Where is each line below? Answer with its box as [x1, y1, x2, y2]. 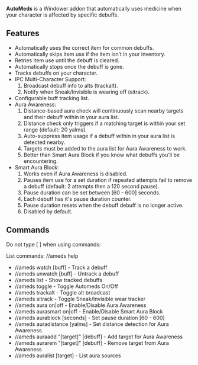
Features [6, 28, 40, 39]
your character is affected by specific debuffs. [6, 11, 119, 18]
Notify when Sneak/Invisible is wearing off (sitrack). [23, 88, 150, 95]
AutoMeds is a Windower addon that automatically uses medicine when [6, 5, 182, 12]
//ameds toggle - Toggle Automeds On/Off [14, 283, 118, 290]
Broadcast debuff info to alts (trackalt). [23, 82, 118, 89]
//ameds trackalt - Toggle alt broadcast [14, 289, 111, 296]
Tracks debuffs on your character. [14, 69, 98, 76]
